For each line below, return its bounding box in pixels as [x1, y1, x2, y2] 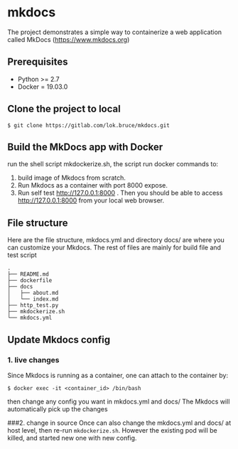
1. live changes [7, 355, 60, 364]
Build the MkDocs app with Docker [7, 141, 163, 153]
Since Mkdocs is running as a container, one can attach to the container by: [7, 371, 229, 379]
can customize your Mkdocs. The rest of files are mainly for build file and [7, 243, 222, 252]
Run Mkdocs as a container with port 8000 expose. [17, 181, 168, 190]
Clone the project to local [7, 103, 121, 115]
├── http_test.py [7, 302, 59, 309]
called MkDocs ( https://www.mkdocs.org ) [7, 35, 130, 43]
